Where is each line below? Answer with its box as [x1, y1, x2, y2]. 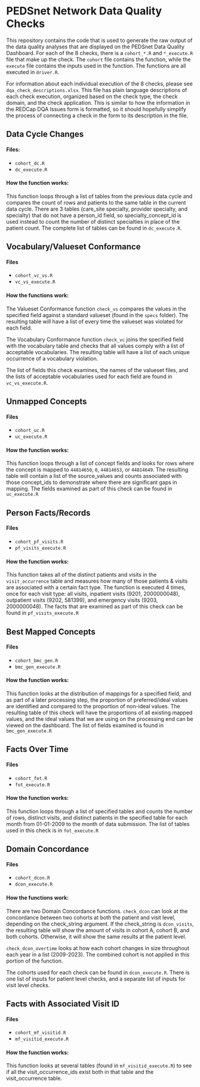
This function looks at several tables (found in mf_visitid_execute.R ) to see [6, 1062, 192, 1069]
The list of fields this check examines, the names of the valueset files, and [6, 366, 189, 373]
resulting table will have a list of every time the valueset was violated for [6, 318, 183, 325]
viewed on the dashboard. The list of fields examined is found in [6, 721, 164, 729]
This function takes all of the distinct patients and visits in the [6, 571, 157, 578]
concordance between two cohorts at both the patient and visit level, [6, 914, 176, 921]
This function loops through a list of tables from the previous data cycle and [6, 193, 193, 200]
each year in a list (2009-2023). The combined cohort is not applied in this [6, 951, 190, 958]
